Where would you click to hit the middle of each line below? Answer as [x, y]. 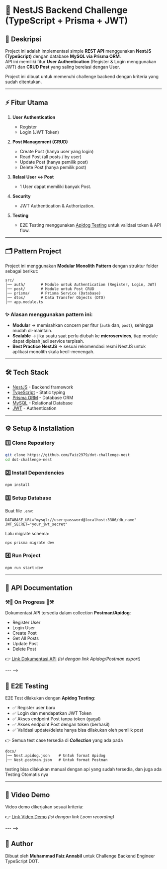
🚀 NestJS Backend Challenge [66, 10]
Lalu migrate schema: [27, 533]
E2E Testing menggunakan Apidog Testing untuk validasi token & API [90, 225]
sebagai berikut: [22, 271]
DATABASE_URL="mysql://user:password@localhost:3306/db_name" [71, 520]
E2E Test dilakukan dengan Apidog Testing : [50, 698]
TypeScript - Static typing [39, 392]
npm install [17, 485]
